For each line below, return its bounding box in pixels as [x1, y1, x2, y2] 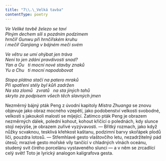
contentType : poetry [5, 12, 48, 17]
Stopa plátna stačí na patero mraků [5, 77, 79, 83]
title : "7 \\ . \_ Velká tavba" [5, 7, 64, 12]
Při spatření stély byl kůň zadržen [5, 82, 74, 88]
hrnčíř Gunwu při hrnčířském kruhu [5, 36, 77, 42]
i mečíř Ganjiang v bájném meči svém [5, 41, 83, 47]
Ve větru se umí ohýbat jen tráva [5, 51, 72, 57]
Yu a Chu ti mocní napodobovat [5, 67, 73, 73]
